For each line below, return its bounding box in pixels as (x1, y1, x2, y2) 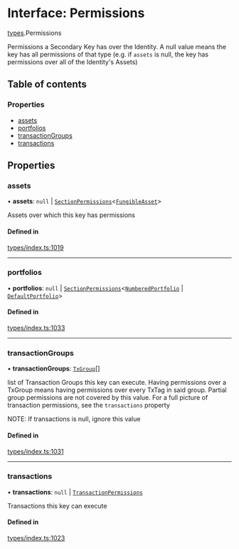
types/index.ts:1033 (7, 323, 65, 333)
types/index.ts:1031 (7, 447, 64, 455)
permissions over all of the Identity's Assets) (7, 57, 138, 66)
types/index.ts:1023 (7, 534, 65, 543)
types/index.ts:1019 (7, 243, 64, 251)
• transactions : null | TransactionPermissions (7, 488, 144, 496)
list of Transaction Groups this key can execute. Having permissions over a (7, 378, 226, 387)
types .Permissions (7, 29, 62, 37)
